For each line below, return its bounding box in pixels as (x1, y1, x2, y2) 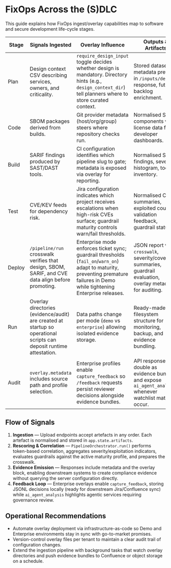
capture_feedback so (76, 372, 126, 379)
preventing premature (76, 270, 129, 277)
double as (133, 363, 158, 371)
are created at (30, 317, 64, 324)
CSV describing (30, 72, 67, 79)
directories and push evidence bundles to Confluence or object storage (12, 552, 163, 558)
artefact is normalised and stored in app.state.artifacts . (12, 437, 133, 443)
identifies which (76, 151, 115, 158)
